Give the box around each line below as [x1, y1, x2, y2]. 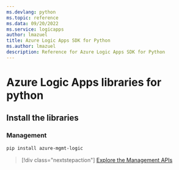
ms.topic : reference [6, 15, 59, 21]
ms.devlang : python [6, 9, 56, 15]
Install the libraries [6, 113, 79, 123]
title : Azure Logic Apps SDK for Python [6, 37, 111, 44]
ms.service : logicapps [6, 26, 64, 33]
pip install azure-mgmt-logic [6, 145, 84, 151]
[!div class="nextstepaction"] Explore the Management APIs [21, 156, 173, 163]
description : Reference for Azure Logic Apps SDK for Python [6, 49, 166, 55]
